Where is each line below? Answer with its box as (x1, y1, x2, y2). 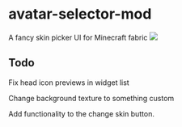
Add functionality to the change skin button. (8, 108, 155, 118)
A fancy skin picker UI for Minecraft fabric (8, 32, 148, 42)
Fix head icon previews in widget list (8, 78, 129, 87)
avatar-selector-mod (8, 5, 152, 23)
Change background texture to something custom (8, 93, 175, 103)
